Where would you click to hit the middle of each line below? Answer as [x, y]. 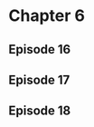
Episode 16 [40, 49]
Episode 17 [39, 79]
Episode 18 [40, 111]
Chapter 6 [47, 16]
